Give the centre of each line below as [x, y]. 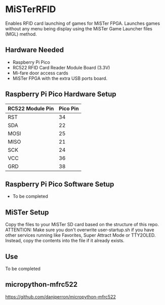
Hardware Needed [35, 50]
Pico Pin [69, 108]
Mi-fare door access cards [40, 73]
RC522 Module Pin [31, 108]
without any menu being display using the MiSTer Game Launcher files [79, 28]
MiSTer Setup [27, 212]
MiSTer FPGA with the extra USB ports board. [60, 78]
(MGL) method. [21, 34]
